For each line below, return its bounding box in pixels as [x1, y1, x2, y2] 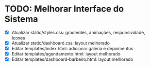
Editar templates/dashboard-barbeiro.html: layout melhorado [11, 56, 133, 62]
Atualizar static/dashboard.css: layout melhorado [11, 40, 110, 46]
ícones [11, 35, 25, 40]
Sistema [4, 13, 38, 25]
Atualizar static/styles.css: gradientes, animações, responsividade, [11, 29, 145, 35]
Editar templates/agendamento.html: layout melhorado [11, 51, 121, 57]
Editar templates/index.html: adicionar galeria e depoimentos [11, 46, 133, 52]
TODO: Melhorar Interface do [4, 3, 124, 14]
